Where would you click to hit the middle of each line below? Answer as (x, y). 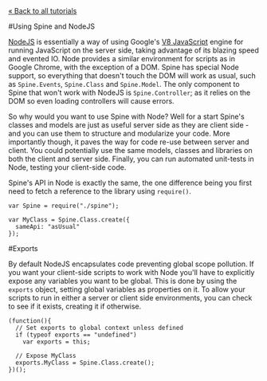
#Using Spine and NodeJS (52, 26)
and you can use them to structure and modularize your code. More (119, 134)
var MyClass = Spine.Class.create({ (69, 220)
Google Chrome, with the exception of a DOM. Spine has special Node (124, 67)
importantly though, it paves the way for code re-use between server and (129, 142)
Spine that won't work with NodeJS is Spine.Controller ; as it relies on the (130, 92)
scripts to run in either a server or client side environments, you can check (130, 298)
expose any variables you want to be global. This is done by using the (123, 281)
